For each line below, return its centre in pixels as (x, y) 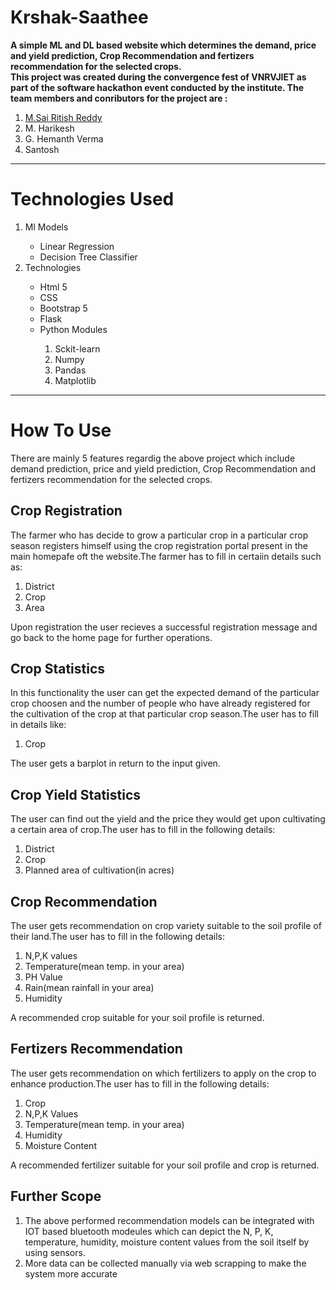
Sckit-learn (77, 348)
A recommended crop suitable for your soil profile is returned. (137, 1018)
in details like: (38, 725)
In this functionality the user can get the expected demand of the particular (165, 693)
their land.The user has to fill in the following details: (117, 937)
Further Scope (56, 1196)
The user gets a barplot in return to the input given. (115, 763)
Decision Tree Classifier (88, 257)
